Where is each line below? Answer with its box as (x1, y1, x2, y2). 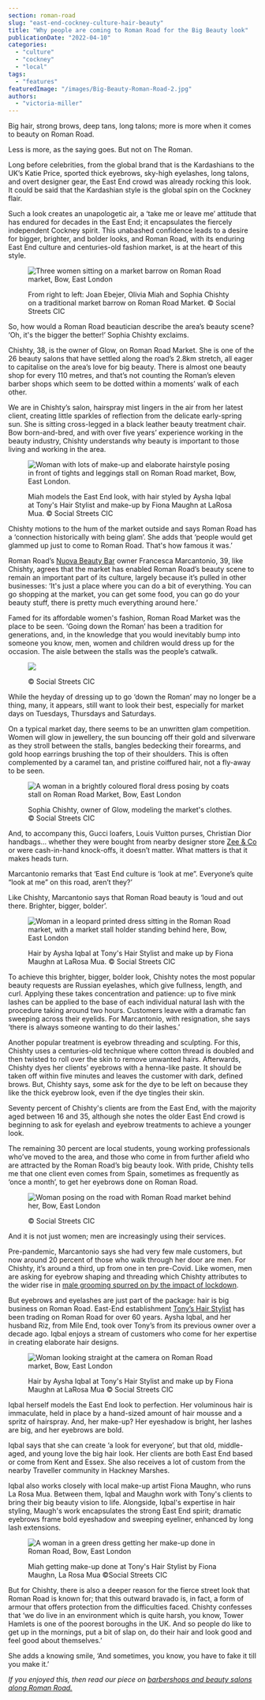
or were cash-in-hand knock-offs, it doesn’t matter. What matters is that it (8, 846, 248, 855)
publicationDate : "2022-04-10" (8, 33, 111, 42)
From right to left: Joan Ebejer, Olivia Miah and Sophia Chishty (28, 290, 230, 300)
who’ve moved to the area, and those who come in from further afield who (8, 1153, 250, 1162)
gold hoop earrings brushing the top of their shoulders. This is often (8, 749, 229, 759)
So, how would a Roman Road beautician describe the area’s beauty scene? (8, 322, 255, 331)
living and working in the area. (8, 445, 106, 454)
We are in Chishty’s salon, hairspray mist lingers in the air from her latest (8, 403, 244, 413)
